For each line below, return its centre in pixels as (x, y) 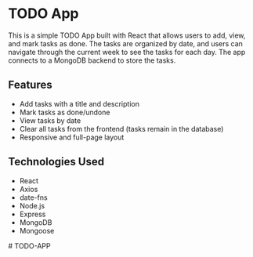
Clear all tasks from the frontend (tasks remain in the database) (121, 128)
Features (30, 85)
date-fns (34, 197)
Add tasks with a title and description (79, 103)
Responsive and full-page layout (72, 137)
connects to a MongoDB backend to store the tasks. (92, 60)
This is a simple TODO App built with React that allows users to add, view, (127, 35)
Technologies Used (56, 162)
